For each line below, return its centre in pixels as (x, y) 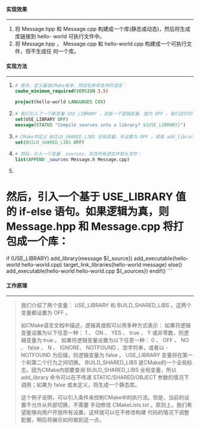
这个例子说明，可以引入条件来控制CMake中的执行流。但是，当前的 (102, 397)
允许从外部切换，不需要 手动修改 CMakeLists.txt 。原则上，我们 (109, 405)
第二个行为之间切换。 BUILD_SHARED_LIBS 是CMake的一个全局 (109, 362)
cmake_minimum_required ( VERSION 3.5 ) (62, 91)
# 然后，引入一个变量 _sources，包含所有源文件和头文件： (78, 154)
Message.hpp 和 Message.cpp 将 (90, 227)
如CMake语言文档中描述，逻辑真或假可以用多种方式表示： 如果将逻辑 (106, 325)
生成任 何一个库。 (57, 51)
